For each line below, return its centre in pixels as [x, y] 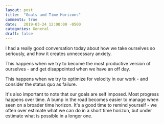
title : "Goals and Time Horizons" [43, 15]
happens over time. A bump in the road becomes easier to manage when [82, 100]
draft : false [19, 34]
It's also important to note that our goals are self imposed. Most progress [82, 94]
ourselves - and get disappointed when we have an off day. [68, 69]
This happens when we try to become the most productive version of [78, 64]
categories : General [27, 29]
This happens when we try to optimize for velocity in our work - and [77, 79]
